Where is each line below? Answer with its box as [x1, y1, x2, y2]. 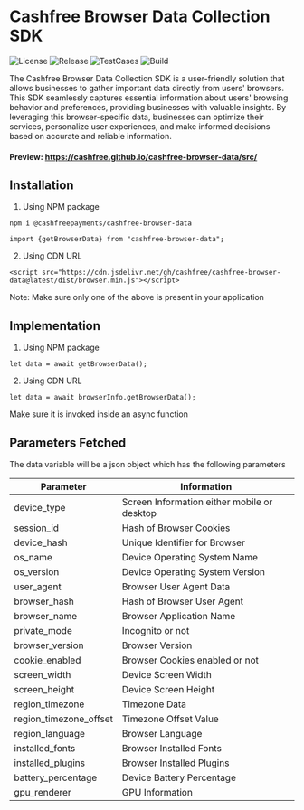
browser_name [14, 609, 78, 622]
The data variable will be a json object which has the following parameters [9, 458, 287, 469]
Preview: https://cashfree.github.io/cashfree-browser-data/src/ [9, 151, 258, 162]
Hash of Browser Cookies [121, 522, 231, 534]
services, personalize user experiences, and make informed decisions [9, 120, 271, 132]
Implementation [9, 318, 101, 334]
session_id [14, 522, 60, 534]
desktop [121, 506, 157, 519]
